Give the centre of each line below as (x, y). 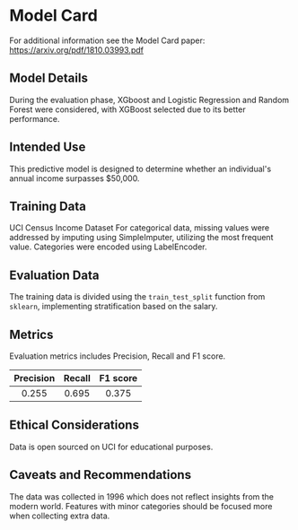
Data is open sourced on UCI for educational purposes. (111, 447)
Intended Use (48, 148)
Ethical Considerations (74, 426)
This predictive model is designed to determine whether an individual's (140, 169)
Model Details (48, 78)
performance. (35, 118)
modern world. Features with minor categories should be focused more (141, 506)
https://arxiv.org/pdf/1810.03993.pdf (76, 49)
